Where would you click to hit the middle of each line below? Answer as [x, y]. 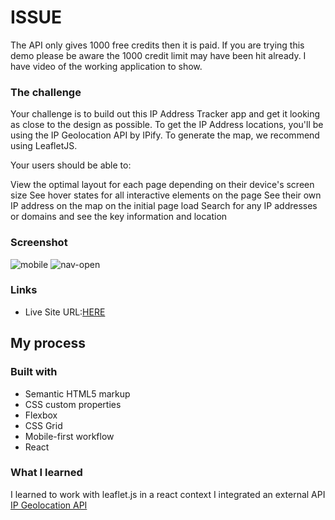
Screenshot [39, 243]
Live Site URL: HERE [65, 312]
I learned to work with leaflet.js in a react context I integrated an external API [168, 494]
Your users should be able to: [71, 165]
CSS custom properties [73, 404]
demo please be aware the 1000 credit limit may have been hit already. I [158, 55]
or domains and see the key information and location [119, 217]
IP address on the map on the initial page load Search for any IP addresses [164, 206]
